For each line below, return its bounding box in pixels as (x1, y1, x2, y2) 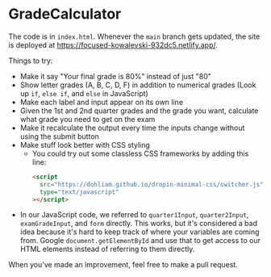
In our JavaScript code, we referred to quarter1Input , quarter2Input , (19, 210, 249, 220)
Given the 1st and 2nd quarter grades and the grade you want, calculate (19, 106, 259, 115)
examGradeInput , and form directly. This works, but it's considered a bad (19, 219, 258, 229)
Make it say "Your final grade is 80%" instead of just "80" (19, 71, 211, 81)
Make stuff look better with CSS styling (19, 140, 151, 149)
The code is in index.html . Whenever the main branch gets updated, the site (8, 31, 261, 41)
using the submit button (19, 131, 99, 141)
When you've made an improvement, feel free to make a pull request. (8, 260, 238, 270)
